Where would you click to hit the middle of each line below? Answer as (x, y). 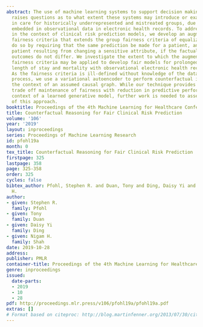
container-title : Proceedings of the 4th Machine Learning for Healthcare (102, 264)
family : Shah (28, 242)
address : (17, 253)
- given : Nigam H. (29, 236)
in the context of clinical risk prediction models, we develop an (98, 34)
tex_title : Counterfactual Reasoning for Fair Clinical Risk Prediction (100, 152)
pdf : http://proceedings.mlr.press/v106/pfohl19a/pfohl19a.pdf (88, 303)
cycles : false (24, 180)
